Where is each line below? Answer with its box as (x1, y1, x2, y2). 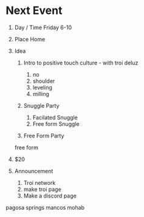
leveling (32, 83, 53, 91)
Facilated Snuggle (32, 114, 78, 121)
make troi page (23, 185, 61, 193)
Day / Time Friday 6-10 (14, 24, 72, 31)
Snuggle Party (23, 102, 60, 109)
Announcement (14, 167, 53, 174)
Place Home (14, 35, 46, 43)
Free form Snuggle (32, 120, 80, 128)
